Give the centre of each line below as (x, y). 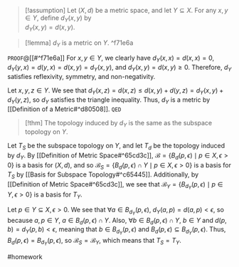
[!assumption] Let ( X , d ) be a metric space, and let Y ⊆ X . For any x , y (126, 10)
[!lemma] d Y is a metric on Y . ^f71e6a (79, 43)
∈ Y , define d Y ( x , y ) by (58, 19)
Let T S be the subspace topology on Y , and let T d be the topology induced (116, 147)
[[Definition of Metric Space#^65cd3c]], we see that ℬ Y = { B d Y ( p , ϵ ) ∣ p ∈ (115, 185)
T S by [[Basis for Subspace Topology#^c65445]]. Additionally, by (103, 175)
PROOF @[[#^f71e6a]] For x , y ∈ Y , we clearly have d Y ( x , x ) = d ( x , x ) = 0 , (111, 59)
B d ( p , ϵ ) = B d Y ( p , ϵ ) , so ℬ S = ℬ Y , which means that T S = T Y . (94, 241)
